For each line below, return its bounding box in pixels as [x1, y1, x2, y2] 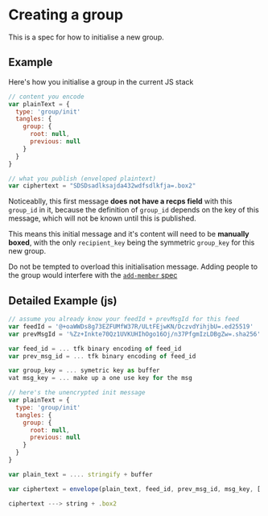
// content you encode [8, 93, 85, 101]
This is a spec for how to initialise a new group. [8, 32, 165, 42]
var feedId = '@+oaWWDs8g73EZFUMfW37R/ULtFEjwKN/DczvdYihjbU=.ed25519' [8, 322, 254, 331]
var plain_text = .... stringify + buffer [8, 470, 153, 478]
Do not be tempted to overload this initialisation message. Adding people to [8, 262, 258, 271]
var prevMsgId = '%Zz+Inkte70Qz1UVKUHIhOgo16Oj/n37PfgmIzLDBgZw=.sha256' [8, 330, 262, 338]
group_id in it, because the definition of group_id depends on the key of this [8, 205, 259, 215]
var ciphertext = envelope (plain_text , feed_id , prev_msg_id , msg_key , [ [8, 485, 262, 493]
